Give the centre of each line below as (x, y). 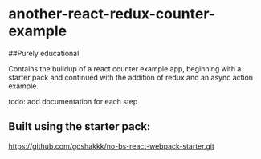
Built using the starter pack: (80, 126)
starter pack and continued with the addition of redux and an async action (131, 77)
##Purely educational (44, 53)
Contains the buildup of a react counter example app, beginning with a (125, 68)
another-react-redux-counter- (112, 14)
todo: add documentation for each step (73, 101)
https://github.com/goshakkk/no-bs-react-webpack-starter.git (111, 146)
